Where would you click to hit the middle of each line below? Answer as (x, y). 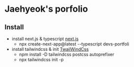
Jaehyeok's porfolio (46, 9)
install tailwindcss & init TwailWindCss (50, 49)
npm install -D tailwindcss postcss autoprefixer (67, 54)
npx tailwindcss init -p (41, 59)
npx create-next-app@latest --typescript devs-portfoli (74, 44)
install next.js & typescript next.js (45, 39)
